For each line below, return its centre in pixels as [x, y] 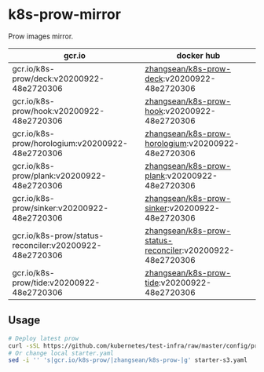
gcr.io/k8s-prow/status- [58, 235]
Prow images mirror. [41, 36]
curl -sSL [24, 346]
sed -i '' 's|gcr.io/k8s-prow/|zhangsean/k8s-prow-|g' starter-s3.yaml [128, 360]
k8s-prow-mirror [65, 15]
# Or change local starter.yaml [61, 353]
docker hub [198, 55]
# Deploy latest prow [44, 338]
